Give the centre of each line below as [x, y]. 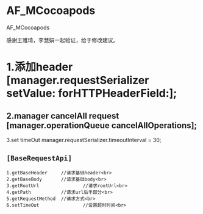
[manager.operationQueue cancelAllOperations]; [101, 125]
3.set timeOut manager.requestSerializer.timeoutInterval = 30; [84, 140]
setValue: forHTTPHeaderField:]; [92, 94]
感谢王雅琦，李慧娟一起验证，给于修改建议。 [62, 40]
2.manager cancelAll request [63, 116]
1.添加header [40, 67]
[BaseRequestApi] [39, 158]
